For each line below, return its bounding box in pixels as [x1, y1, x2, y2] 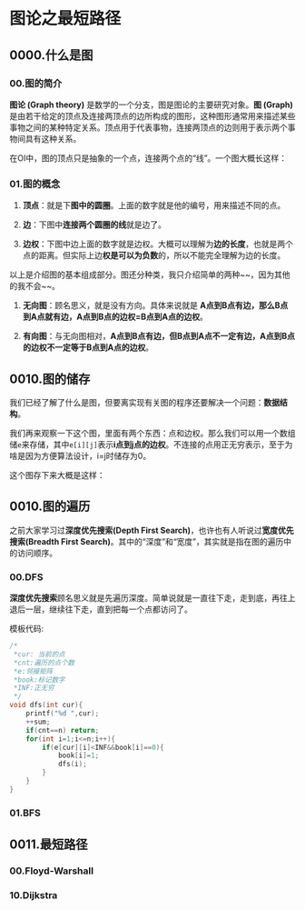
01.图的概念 [9, 177, 61, 190]
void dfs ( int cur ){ [9, 701, 84, 710]
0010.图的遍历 [9, 499, 91, 515]
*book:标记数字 [13, 675, 65, 685]
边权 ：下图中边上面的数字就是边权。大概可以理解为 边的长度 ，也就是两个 [22, 238, 293, 250]
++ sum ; [25, 717, 51, 726]
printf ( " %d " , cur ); [25, 709, 100, 718]
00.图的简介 [9, 76, 63, 89]
